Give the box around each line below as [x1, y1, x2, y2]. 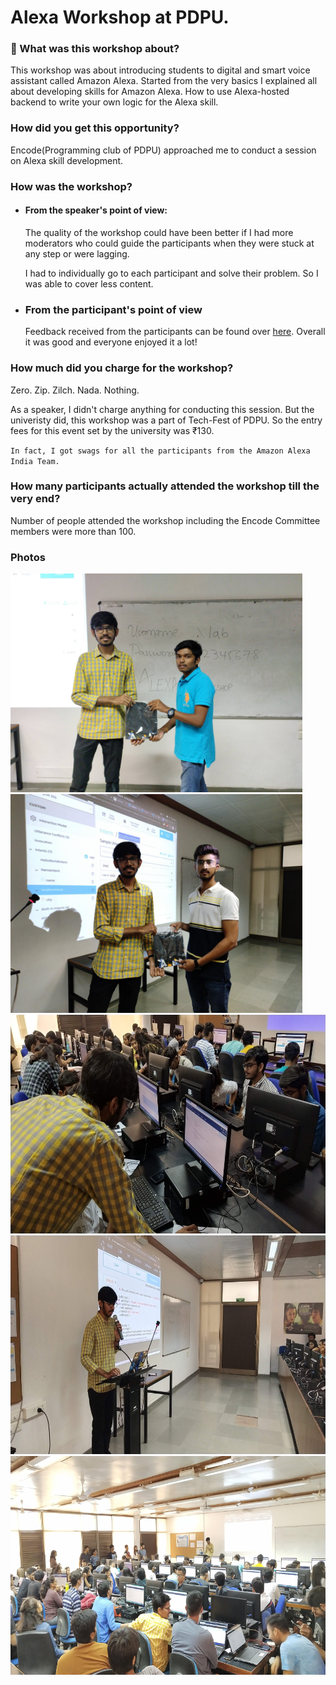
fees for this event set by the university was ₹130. [10, 424, 215, 436]
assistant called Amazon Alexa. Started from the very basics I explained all [10, 75, 318, 87]
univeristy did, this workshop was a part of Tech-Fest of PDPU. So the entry [10, 414, 323, 426]
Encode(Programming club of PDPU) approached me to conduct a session [10, 144, 317, 156]
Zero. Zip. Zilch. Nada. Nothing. [10, 384, 140, 396]
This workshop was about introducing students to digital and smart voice [10, 64, 311, 76]
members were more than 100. [10, 525, 137, 537]
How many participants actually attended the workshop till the [10, 479, 320, 493]
